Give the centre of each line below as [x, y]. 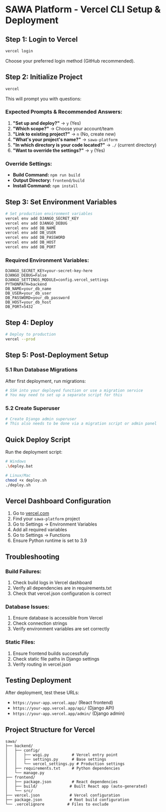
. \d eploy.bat [19, 466]
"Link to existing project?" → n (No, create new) [64, 134]
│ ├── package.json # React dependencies [61, 782]
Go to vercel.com [31, 513]
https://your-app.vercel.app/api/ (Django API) [63, 708]
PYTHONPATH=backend [26, 284]
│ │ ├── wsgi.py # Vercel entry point [61, 755]
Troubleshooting [33, 557]
